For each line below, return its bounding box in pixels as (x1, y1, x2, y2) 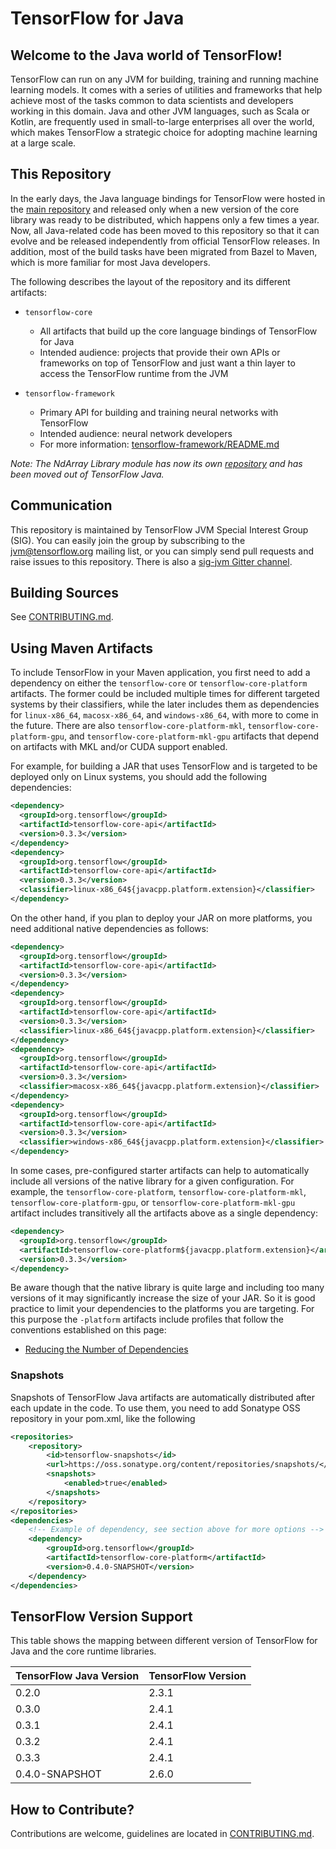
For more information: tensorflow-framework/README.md (39, 438, 280, 450)
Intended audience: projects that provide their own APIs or (39, 346, 281, 358)
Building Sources (10, 585, 119, 602)
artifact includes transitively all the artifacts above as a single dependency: (10, 1207, 318, 1219)
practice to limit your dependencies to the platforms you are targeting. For (10, 1303, 315, 1315)
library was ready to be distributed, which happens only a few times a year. (10, 213, 320, 226)
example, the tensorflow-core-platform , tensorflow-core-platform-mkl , (10, 1186, 307, 1197)
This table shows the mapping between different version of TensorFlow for (10, 1635, 318, 1647)
